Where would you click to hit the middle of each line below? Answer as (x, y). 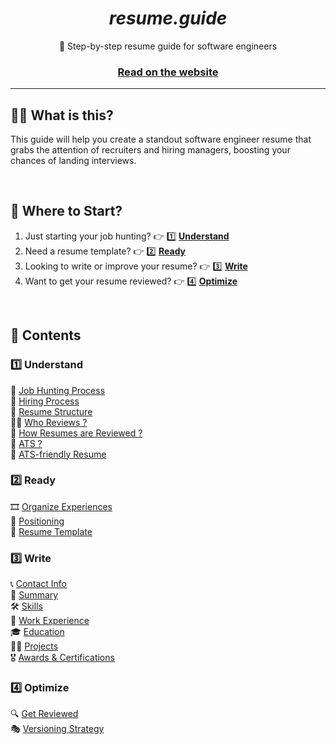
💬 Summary (34, 595)
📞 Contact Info (38, 584)
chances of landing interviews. (73, 161)
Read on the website (168, 72)
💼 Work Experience (50, 621)
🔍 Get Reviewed (44, 714)
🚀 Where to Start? (66, 211)
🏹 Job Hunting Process (58, 390)
